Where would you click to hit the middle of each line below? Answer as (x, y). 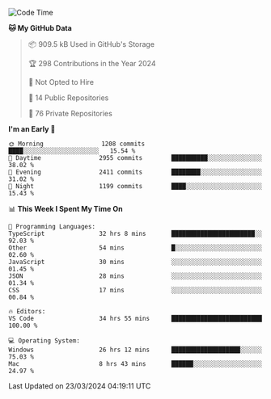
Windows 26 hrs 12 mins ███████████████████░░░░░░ (135, 350)
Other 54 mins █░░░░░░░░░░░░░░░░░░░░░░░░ (135, 248)
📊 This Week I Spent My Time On (66, 209)
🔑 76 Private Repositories (70, 113)
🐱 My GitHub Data (40, 28)
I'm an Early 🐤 (32, 129)
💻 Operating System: (44, 341)
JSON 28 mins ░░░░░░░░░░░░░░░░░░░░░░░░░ (135, 276)
